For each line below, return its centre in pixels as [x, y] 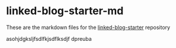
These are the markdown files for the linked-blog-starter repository [88, 27]
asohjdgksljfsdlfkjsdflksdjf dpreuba [49, 39]
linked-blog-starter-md [65, 11]
